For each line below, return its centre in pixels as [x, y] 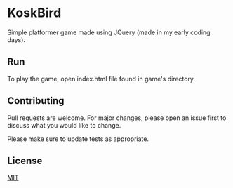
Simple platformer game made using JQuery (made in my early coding [109, 32]
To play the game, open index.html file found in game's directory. [101, 79]
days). [16, 39]
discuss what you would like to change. [64, 125]
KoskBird [34, 13]
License [25, 160]
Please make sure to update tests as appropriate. [78, 139]
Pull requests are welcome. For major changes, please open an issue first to [117, 118]
